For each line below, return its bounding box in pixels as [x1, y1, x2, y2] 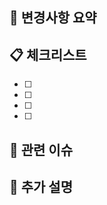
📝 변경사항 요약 [9, 9, 97, 27]
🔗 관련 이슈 [9, 141, 74, 158]
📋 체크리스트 [9, 46, 87, 63]
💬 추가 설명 [9, 178, 74, 195]
